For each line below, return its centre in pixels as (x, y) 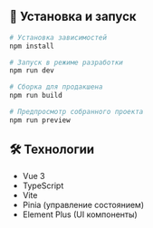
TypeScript (43, 185)
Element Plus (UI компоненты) (80, 214)
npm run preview (40, 120)
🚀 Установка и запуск (73, 17)
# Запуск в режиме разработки (67, 62)
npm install (32, 46)
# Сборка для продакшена (56, 87)
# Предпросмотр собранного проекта (76, 112)
